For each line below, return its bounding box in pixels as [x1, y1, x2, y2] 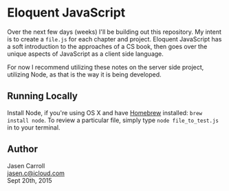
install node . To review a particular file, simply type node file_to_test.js [7, 116, 219, 124]
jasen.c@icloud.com [7, 169, 65, 177]
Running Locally [7, 90, 78, 102]
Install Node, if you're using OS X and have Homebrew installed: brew [7, 108, 203, 117]
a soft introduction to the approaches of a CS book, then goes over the [7, 42, 208, 50]
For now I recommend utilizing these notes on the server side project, [7, 63, 204, 71]
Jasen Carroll [7, 161, 45, 170]
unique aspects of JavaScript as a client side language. [7, 50, 164, 58]
